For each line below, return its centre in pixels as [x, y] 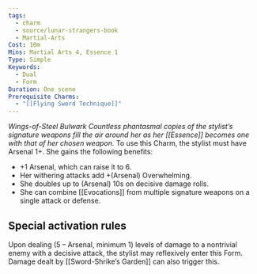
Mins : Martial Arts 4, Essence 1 [63, 52]
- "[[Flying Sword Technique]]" [69, 104]
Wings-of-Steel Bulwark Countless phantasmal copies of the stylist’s [121, 127]
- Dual [26, 74]
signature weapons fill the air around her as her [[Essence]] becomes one [129, 135]
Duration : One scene [42, 89]
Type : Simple [30, 60]
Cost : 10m [25, 45]
